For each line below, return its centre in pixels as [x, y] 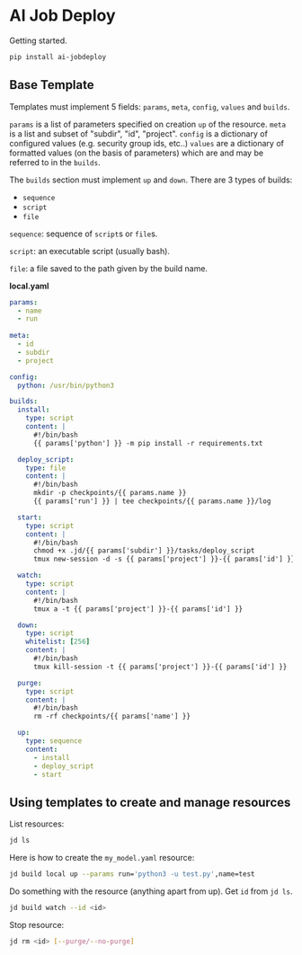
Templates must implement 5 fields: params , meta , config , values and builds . [150, 106]
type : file [46, 468]
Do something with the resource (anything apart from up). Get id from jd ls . [151, 891]
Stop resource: [37, 924]
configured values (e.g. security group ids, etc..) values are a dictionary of [147, 143]
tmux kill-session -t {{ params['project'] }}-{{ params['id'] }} [160, 667]
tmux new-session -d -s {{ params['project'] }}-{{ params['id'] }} [164, 559]
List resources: [37, 824]
